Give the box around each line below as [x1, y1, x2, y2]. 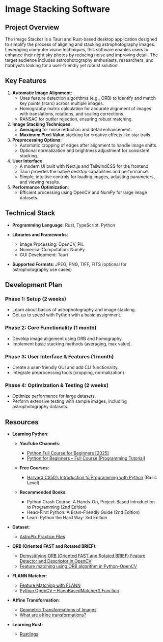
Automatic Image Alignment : [12, 90, 72, 96]
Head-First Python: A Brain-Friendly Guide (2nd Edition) [27, 509, 140, 515]
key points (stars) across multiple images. [19, 100, 104, 106]
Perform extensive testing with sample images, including [12, 398, 127, 404]
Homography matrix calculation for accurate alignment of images [19, 105, 151, 112]
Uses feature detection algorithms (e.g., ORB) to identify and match [19, 95, 156, 101]
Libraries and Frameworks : [12, 231, 68, 237]
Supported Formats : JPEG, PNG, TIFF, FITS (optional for [12, 261, 127, 267]
